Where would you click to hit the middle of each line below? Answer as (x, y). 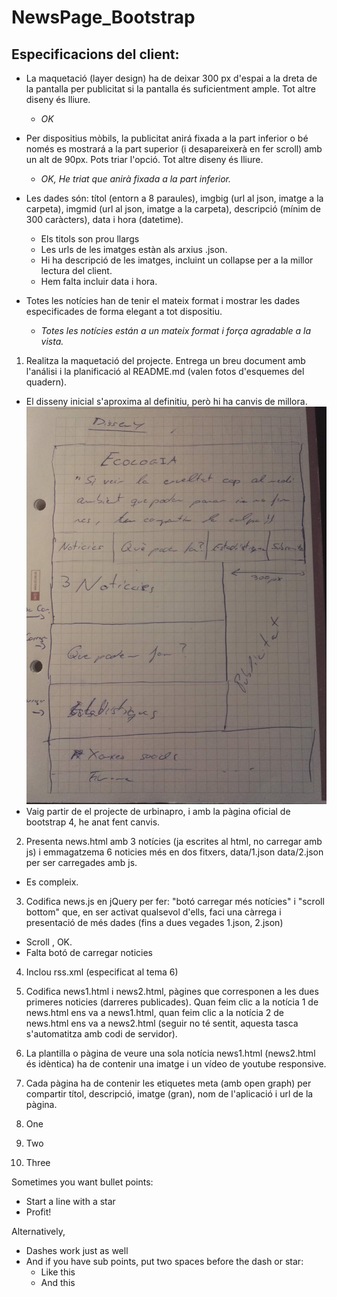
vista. (52, 341)
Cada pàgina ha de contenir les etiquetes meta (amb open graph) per (168, 1083)
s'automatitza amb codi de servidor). (101, 1034)
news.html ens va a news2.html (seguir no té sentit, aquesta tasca (162, 1023)
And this (58, 1283)
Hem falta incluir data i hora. (99, 281)
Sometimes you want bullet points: (82, 1182)
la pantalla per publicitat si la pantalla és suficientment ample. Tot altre (170, 89)
